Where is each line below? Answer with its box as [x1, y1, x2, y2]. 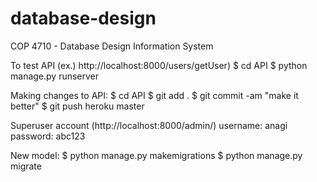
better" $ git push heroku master [10, 100, 145, 112]
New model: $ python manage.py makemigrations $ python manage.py [10, 149, 303, 161]
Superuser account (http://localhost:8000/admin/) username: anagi [10, 119, 288, 131]
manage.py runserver [10, 70, 100, 82]
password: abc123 [10, 130, 86, 142]
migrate [10, 160, 42, 172]
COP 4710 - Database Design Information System [10, 40, 214, 52]
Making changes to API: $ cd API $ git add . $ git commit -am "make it [10, 89, 299, 101]
